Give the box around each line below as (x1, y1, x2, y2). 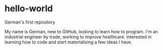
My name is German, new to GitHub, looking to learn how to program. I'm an (4, 28, 159, 34)
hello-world (4, 3, 53, 14)
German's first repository (4, 19, 55, 25)
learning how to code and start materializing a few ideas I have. (4, 39, 133, 45)
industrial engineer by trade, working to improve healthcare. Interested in (4, 34, 152, 40)
